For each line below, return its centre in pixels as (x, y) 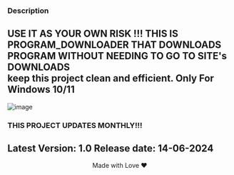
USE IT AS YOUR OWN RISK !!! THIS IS (93, 34)
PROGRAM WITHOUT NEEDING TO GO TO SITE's (117, 56)
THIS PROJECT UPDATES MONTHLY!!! (75, 125)
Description (28, 11)
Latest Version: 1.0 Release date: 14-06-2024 (111, 149)
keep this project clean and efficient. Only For (111, 78)
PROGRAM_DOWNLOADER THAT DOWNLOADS (115, 45)
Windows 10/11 (41, 90)
